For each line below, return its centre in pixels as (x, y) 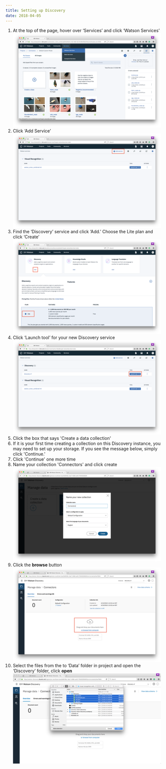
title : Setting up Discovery (35, 10)
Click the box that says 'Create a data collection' (62, 438)
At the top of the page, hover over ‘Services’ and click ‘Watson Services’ (86, 30)
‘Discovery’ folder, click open (42, 671)
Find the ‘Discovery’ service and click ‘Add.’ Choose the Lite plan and (83, 232)
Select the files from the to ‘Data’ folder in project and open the (77, 665)
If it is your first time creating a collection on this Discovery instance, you (86, 443)
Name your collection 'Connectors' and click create (65, 464)
